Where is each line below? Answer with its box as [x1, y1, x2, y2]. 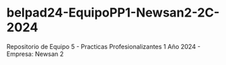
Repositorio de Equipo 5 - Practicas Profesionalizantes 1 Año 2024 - [6, 42, 201, 50]
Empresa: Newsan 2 [6, 50, 64, 58]
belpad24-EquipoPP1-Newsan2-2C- [6, 5, 220, 21]
